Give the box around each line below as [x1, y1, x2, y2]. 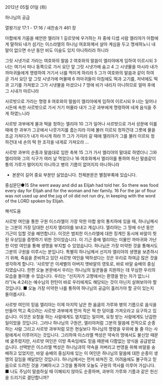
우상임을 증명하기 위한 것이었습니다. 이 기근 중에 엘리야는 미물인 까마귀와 [10, 237, 148, 242]
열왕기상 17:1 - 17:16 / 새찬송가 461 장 [5, 25, 76, 31]
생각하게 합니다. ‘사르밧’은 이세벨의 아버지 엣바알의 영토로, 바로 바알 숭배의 [5, 261, 146, 266]
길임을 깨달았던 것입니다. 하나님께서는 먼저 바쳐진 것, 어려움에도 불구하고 [14, 356, 152, 362]
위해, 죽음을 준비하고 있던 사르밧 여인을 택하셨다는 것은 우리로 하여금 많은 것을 [10, 255, 158, 261]
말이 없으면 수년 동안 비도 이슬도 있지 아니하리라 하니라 [5, 48, 109, 53]
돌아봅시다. [5, 291, 26, 297]
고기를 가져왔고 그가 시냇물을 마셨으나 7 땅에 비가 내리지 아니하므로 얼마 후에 [10, 82, 156, 87]
